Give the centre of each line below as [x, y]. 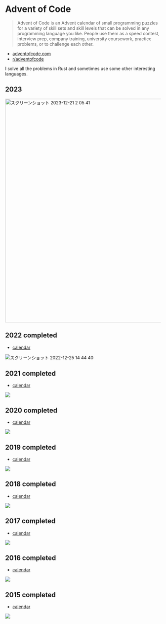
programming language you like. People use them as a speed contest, [88, 33]
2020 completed [31, 410]
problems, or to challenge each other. [55, 44]
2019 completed [31, 447]
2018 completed [31, 484]
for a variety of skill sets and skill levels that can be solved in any [83, 28]
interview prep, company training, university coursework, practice [84, 39]
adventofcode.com [31, 54]
